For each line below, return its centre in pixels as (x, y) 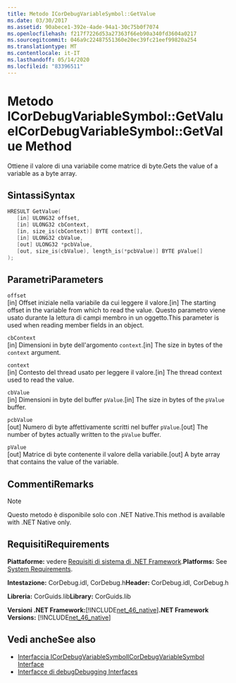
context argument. (34, 353)
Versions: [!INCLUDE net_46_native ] (59, 617)
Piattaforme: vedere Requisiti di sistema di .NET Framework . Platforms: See (117, 561)
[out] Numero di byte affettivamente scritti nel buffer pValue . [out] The (108, 427)
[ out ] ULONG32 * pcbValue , (55, 244)
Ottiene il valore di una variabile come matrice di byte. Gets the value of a (113, 166)
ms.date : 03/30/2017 (38, 20)
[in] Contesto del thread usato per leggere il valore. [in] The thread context (115, 373)
